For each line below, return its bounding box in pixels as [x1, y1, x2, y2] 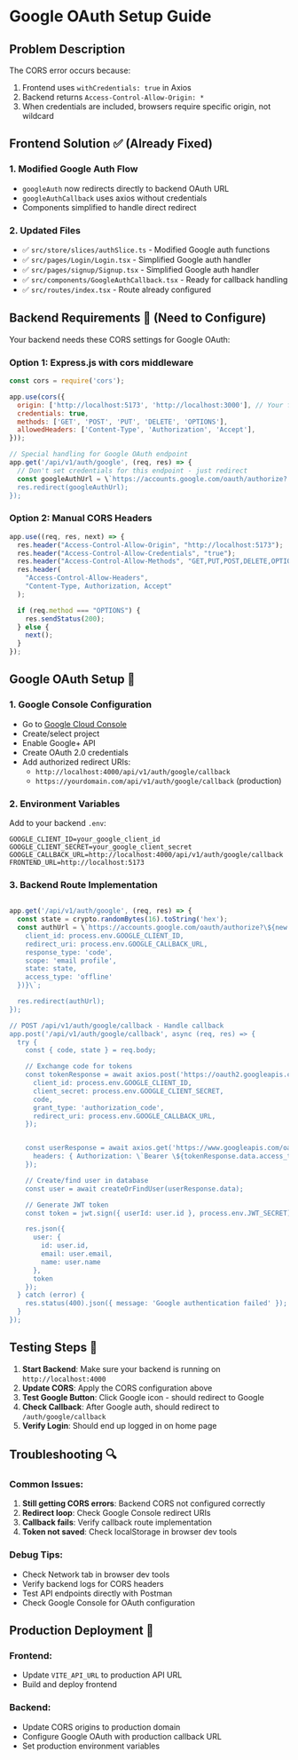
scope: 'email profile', [25, 956, 117, 965]
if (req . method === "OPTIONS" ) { [17, 606, 141, 614]
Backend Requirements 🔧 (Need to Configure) [9, 311, 267, 326]
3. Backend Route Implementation [9, 878, 158, 891]
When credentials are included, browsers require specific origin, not [21, 101, 271, 112]
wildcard [21, 111, 55, 121]
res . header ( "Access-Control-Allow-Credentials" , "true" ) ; [17, 549, 237, 558]
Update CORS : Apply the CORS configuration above [21, 1383, 213, 1393]
